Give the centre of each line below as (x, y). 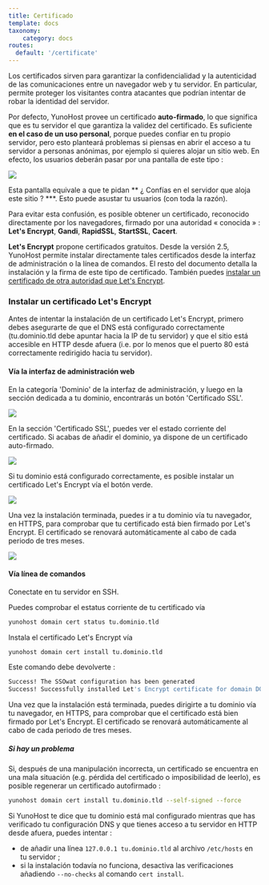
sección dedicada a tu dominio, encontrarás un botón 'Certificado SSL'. (126, 398)
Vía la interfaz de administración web (72, 371)
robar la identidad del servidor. (59, 101)
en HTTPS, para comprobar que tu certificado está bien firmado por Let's (129, 523)
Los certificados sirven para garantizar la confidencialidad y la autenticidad (132, 76)
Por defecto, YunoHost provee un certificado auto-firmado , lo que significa (133, 117)
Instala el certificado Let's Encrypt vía (71, 637)
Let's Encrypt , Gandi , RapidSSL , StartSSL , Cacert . (93, 231)
